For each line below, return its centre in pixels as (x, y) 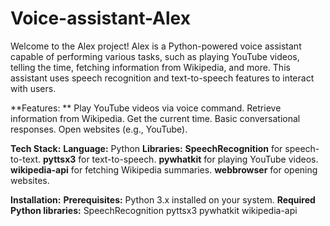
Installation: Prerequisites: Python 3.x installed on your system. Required (163, 199)
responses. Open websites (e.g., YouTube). (99, 129)
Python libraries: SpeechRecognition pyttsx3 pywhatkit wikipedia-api (154, 210)
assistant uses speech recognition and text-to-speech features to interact (162, 78)
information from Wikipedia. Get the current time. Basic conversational (155, 118)
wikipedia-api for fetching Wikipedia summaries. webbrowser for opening (164, 169)
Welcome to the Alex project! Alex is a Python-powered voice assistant (156, 46)
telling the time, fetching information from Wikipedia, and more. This (150, 67)
